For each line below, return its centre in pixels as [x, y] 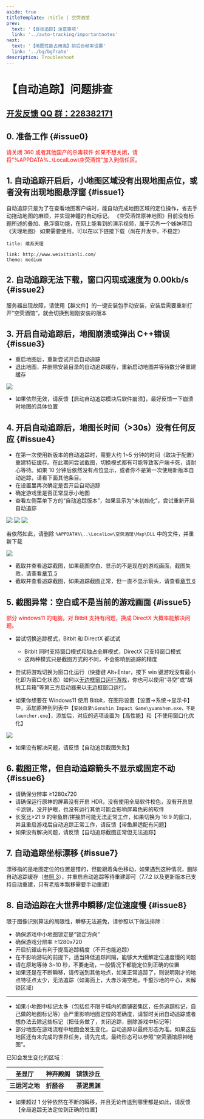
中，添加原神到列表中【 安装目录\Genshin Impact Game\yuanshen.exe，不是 [105, 708]
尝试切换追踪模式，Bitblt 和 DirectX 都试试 [68, 638]
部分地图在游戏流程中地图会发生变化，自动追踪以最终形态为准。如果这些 [105, 1029]
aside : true [21, 12]
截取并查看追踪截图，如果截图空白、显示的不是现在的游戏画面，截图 [100, 566]
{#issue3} [26, 344]
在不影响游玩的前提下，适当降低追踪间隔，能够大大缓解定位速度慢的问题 [105, 957]
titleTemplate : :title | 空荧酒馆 [48, 18]
